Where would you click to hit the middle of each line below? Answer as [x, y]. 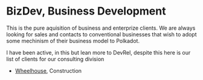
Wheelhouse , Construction [48, 70]
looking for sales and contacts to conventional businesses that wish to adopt [102, 34]
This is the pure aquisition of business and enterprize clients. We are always [101, 28]
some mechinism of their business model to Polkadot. [73, 41]
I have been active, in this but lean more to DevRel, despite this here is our [98, 52]
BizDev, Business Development [86, 11]
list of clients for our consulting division [55, 59]
